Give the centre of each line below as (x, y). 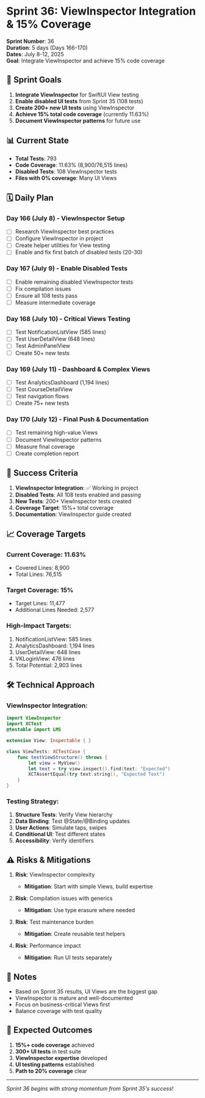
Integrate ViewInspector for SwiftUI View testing (77, 94)
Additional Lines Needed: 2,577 (55, 610)
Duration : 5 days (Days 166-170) (47, 48)
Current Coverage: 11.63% (46, 555)
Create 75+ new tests (42, 403)
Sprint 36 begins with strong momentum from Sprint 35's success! (90, 1088)
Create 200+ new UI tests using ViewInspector (75, 108)
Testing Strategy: (33, 801)
